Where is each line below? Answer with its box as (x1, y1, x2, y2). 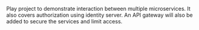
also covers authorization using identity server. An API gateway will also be (6, 11, 194, 19)
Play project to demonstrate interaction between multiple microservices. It (6, 5, 191, 12)
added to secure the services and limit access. (6, 18, 123, 25)
